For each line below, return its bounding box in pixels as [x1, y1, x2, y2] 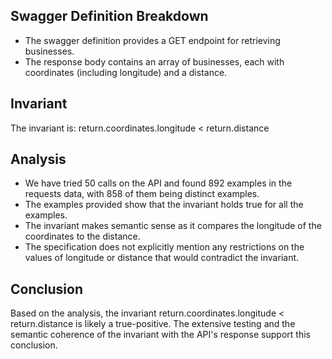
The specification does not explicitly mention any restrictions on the [24, 241, 305, 253]
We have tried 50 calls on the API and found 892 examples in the [24, 177, 293, 189]
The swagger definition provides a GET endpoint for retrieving [24, 34, 281, 46]
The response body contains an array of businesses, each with [24, 55, 285, 68]
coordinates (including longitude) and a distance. [24, 66, 228, 78]
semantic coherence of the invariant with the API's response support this [10, 329, 311, 341]
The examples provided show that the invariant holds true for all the [24, 199, 304, 211]
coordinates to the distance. [24, 230, 141, 243]
